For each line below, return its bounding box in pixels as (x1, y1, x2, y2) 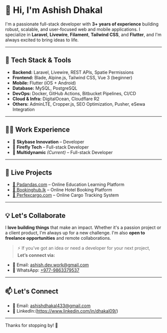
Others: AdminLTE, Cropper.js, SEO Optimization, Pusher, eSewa (12, 101, 146, 107)
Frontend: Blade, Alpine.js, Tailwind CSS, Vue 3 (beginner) (12, 74, 133, 80)
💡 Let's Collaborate (5, 211, 66, 220)
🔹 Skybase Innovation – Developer (12, 139, 84, 145)
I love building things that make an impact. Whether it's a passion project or (5, 224, 162, 231)
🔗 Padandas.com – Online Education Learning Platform (12, 181, 125, 187)
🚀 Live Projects (5, 168, 52, 176)
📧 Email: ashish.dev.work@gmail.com (12, 262, 89, 268)
